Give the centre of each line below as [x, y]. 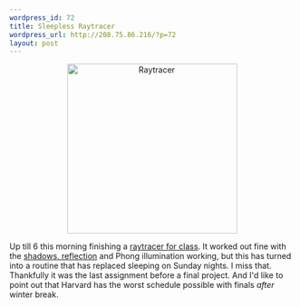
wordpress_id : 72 [42, 18]
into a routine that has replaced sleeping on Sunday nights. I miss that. [140, 266]
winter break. [34, 294]
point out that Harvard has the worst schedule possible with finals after [142, 285]
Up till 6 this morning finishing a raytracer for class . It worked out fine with [148, 246]
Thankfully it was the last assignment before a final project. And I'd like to [146, 275]
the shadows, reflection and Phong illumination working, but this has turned [150, 256]
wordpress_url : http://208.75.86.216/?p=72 [93, 34]
